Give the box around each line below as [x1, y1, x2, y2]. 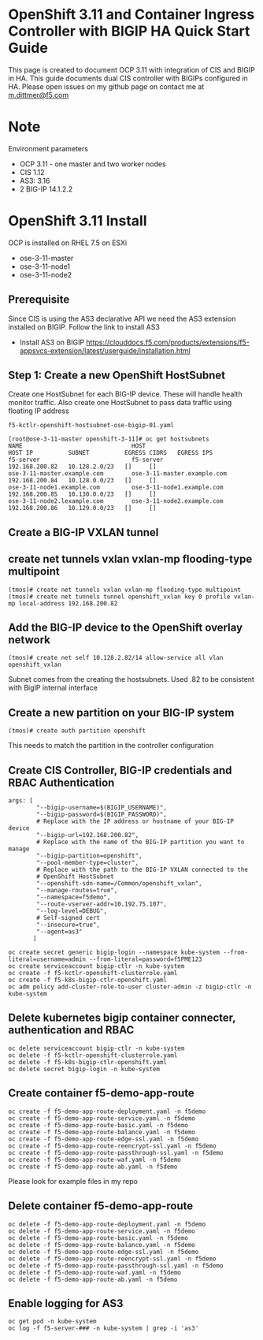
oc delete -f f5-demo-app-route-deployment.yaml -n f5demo [8, 1220, 206, 1228]
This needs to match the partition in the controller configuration [8, 741, 214, 750]
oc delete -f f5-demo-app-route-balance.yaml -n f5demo [8, 1241, 195, 1249]
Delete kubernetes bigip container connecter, [8, 1011, 236, 1025]
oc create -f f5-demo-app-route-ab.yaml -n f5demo [8, 1163, 178, 1171]
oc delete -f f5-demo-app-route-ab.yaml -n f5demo [8, 1275, 178, 1283]
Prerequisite [8, 293, 70, 307]
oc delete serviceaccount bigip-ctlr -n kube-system [8, 1044, 185, 1052]
